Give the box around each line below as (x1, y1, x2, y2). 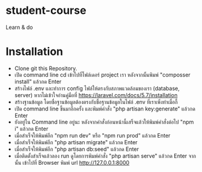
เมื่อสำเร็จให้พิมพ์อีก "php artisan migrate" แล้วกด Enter (14, 138, 138, 145)
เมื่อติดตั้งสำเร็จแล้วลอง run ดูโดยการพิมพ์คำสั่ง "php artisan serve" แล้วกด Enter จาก (14, 152, 196, 159)
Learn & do (5, 24, 33, 31)
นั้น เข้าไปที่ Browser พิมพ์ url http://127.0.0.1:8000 (14, 159, 129, 166)
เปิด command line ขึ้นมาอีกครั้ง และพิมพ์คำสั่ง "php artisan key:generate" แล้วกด (14, 105, 196, 112)
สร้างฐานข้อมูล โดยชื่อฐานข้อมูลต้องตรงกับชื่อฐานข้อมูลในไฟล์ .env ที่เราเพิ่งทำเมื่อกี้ (14, 98, 178, 106)
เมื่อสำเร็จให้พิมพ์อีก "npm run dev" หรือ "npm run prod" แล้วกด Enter (14, 132, 171, 139)
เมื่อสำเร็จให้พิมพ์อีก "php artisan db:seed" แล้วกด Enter (14, 145, 140, 153)
